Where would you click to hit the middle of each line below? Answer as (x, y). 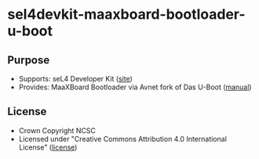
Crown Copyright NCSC (57, 130)
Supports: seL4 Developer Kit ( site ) (75, 79)
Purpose (29, 60)
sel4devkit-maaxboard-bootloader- (126, 14)
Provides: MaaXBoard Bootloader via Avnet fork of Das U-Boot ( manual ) (135, 87)
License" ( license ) (48, 147)
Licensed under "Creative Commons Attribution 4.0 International (122, 139)
